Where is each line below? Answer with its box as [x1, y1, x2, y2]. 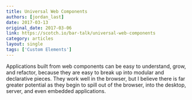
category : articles [6, 36, 54, 42]
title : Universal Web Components [6, 8, 88, 15]
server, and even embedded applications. [6, 87, 107, 94]
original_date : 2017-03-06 [6, 25, 72, 31]
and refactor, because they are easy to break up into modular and [6, 68, 164, 76]
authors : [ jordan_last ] [6, 14, 64, 20]
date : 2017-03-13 [6, 19, 49, 25]
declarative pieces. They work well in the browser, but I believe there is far [6, 75, 186, 82]
